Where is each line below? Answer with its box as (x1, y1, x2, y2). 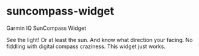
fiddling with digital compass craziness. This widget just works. (6, 43, 166, 50)
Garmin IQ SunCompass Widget (6, 24, 87, 32)
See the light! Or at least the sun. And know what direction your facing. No (6, 36, 194, 43)
